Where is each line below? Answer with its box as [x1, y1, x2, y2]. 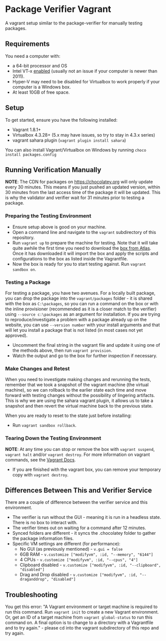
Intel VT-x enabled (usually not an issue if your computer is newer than [12, 68, 158, 74]
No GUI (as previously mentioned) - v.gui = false [19, 546, 123, 552]
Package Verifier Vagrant [5, 3, 111, 15]
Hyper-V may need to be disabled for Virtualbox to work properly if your [12, 78, 160, 84]
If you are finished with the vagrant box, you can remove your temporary [12, 466, 161, 472]
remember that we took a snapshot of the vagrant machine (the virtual [5, 382, 149, 388]
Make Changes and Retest [5, 365, 70, 372]
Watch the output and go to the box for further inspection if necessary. [12, 353, 158, 359]
